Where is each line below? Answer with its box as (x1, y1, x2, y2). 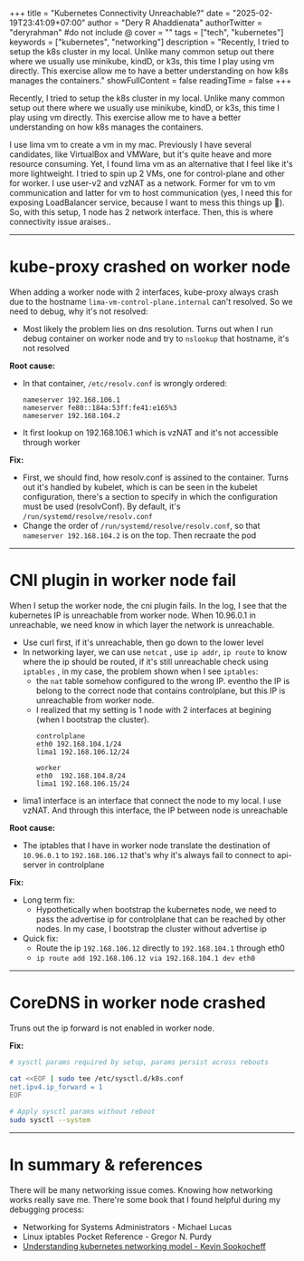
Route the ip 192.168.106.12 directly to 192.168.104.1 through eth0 (35, 943, 285, 953)
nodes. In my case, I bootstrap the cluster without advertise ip (35, 923, 267, 934)
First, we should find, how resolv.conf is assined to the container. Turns (22, 472, 290, 483)
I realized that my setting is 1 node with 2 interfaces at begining (35, 704, 271, 715)
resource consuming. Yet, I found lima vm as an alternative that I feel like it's (9, 159, 293, 169)
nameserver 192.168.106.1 (22, 395, 120, 405)
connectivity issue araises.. (9, 217, 111, 227)
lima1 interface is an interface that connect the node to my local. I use (22, 795, 282, 806)
